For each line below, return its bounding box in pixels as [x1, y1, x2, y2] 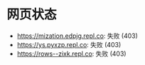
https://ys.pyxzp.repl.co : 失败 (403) [16, 40, 122, 49]
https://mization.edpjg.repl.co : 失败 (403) [16, 31, 138, 40]
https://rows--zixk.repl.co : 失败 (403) [16, 49, 127, 58]
